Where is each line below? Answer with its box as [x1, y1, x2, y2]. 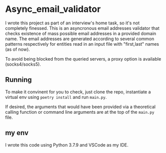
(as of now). [5, 46, 30, 52]
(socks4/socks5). [5, 61, 41, 67]
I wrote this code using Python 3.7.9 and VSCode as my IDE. [5, 142, 129, 148]
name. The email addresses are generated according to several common [5, 36, 155, 42]
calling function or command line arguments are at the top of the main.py [5, 109, 155, 115]
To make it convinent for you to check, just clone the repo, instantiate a [5, 88, 151, 95]
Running [5, 76, 32, 84]
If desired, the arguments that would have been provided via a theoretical [5, 103, 156, 110]
